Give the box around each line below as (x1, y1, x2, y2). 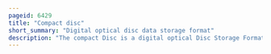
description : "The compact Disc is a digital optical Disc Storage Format (8, 33, 265, 42)
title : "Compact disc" (8, 19, 85, 27)
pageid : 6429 (8, 11, 52, 20)
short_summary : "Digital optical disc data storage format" (8, 26, 215, 34)
